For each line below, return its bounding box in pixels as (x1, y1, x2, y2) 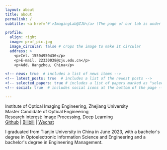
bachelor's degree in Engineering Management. (5, 139, 103, 145)
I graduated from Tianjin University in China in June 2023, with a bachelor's (5, 129, 160, 135)
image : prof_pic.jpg (9, 39, 52, 45)
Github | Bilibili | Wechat (5, 119, 54, 125)
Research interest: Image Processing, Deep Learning (5, 114, 113, 120)
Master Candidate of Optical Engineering (5, 108, 89, 114)
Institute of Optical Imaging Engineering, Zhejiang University (5, 103, 128, 109)
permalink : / (5, 16, 32, 21)
